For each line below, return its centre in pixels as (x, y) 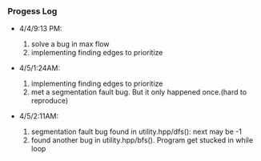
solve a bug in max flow (70, 44)
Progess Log (32, 11)
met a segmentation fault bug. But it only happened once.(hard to (139, 92)
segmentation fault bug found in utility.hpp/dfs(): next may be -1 (136, 132)
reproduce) (50, 101)
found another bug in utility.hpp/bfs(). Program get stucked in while (142, 140)
